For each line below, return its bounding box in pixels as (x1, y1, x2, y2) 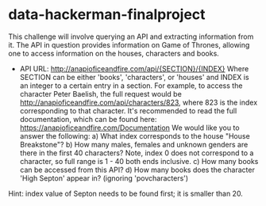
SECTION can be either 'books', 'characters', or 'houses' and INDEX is (19, 72, 249, 82)
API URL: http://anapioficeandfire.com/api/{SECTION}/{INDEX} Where (19, 63, 249, 73)
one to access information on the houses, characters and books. (8, 48, 220, 58)
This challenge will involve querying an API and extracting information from (8, 32, 254, 41)
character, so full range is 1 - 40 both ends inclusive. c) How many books (19, 156, 259, 166)
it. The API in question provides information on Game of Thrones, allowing (8, 40, 250, 49)
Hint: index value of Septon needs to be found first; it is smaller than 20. (8, 189, 244, 198)
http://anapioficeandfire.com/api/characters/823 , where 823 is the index (19, 97, 258, 107)
